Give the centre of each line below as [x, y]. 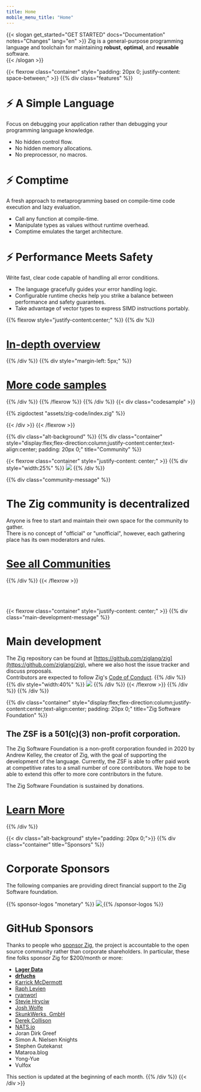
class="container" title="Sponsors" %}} [55, 844]
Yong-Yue [27, 1058]
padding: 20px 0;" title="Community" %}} [90, 449]
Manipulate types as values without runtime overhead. [82, 225]
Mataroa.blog [31, 1052]
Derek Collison [33, 1020]
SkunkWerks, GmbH [40, 1014]
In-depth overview [53, 344]
